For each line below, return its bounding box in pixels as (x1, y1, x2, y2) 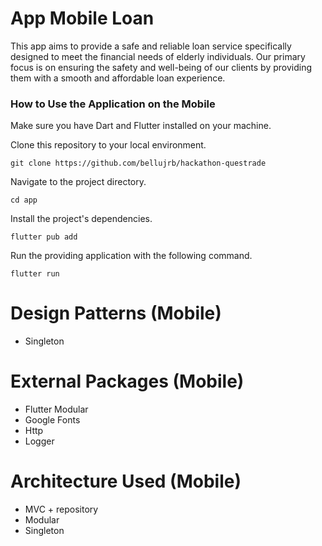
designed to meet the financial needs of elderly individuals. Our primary (10, 50, 306, 62)
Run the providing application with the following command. (10, 250, 253, 262)
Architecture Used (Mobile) (10, 470, 242, 493)
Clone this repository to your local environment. (10, 139, 207, 151)
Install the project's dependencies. (10, 213, 153, 225)
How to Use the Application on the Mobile (10, 97, 216, 111)
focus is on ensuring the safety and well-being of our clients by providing (10, 61, 313, 73)
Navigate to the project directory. (10, 176, 147, 188)
